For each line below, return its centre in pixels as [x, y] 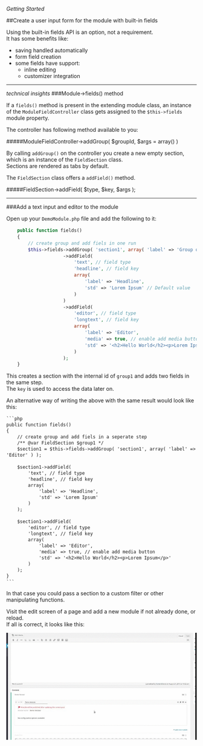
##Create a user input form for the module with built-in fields [82, 20]
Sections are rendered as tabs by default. [58, 166]
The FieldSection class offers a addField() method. [71, 178]
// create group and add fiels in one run [82, 243]
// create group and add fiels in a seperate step [82, 437]
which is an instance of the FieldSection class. [65, 159]
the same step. [25, 382]
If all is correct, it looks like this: [45, 624]
